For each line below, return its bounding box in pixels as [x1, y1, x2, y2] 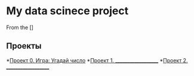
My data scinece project [6, 4, 129, 18]
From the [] [6, 24, 34, 31]
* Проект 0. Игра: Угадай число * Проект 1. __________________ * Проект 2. [6, 56, 188, 64]
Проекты [6, 41, 42, 51]
